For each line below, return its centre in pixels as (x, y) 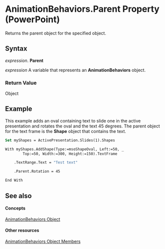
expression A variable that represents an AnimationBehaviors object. (75, 70)
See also (18, 196)
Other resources (22, 230)
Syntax (16, 48)
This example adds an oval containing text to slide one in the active (73, 121)
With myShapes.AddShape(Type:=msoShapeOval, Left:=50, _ (65, 149)
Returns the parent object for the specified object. (56, 33)
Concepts (15, 208)
